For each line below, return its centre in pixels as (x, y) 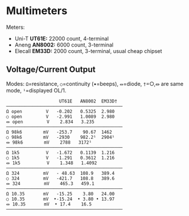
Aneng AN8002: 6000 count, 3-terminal (64, 45)
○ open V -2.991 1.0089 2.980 (61, 117)
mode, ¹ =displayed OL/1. (36, 90)
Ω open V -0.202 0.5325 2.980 (61, 111)
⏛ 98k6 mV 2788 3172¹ (49, 142)
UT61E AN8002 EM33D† (88, 101)
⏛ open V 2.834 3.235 (50, 122)
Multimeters (37, 11)
